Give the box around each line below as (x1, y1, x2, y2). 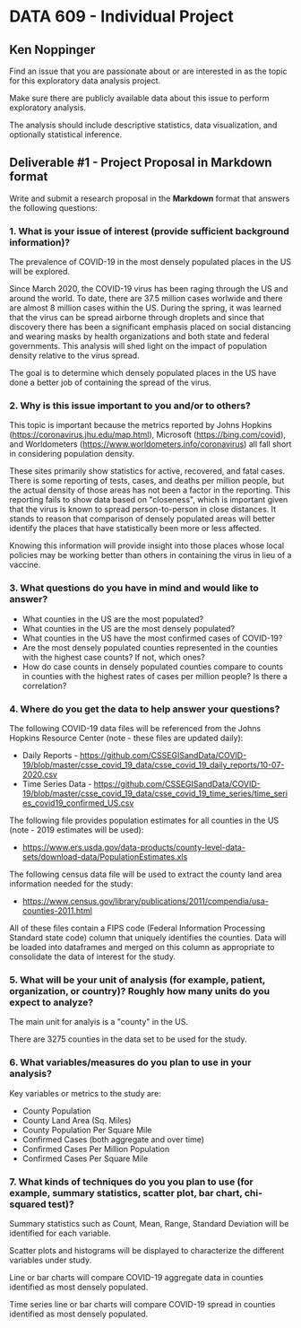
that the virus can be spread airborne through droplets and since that (9, 312, 264, 323)
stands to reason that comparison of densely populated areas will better (9, 513, 275, 524)
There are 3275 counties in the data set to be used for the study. (9, 1034, 248, 1044)
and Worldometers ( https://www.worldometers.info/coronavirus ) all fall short (9, 439, 292, 450)
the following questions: (9, 202, 99, 213)
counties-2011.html (21, 905, 92, 916)
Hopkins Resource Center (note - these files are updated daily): (9, 733, 244, 743)
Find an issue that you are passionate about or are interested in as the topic (9, 66, 288, 76)
